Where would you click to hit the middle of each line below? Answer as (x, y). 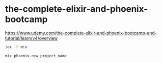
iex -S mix (16, 47)
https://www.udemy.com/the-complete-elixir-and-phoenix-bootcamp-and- (81, 33)
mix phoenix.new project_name (36, 56)
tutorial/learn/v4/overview (31, 38)
